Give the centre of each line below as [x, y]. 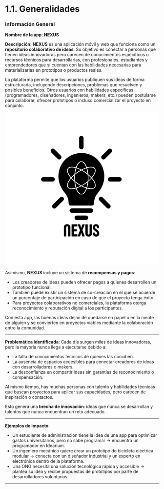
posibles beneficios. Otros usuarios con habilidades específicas [69, 90]
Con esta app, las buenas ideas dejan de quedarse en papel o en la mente [80, 318]
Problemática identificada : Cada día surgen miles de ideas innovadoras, [78, 342]
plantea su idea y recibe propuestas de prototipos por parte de [75, 471]
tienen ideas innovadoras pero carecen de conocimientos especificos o [77, 55]
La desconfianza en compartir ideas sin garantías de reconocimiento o [83, 372]
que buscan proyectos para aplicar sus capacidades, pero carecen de [75, 392]
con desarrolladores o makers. [43, 367]
